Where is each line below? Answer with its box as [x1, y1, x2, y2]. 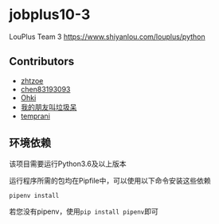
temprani [20, 111, 51, 121]
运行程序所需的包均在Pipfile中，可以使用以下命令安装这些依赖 [9, 176, 212, 185]
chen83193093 [20, 84, 71, 94]
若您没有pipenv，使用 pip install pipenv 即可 [9, 207, 158, 216]
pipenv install [9, 191, 60, 199]
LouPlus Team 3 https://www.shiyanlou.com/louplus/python [9, 32, 205, 41]
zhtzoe [20, 75, 44, 85]
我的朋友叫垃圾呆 [20, 102, 77, 112]
